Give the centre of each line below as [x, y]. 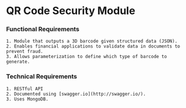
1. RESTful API [25, 89]
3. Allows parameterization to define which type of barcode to [87, 57]
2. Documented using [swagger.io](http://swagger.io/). [76, 94]
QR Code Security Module [71, 11]
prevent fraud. [25, 52]
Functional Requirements [43, 29]
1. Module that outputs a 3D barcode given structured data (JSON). [92, 41]
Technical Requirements [42, 76]
